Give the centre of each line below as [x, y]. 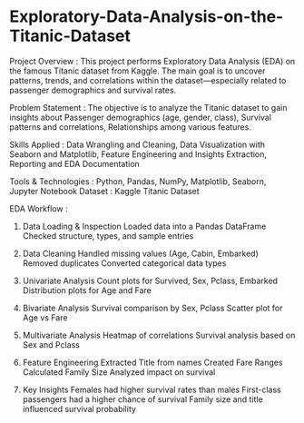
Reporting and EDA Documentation [75, 163]
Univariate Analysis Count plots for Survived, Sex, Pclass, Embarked [150, 280]
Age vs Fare [45, 317]
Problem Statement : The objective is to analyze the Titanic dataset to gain [148, 107]
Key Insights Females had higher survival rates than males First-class [152, 389]
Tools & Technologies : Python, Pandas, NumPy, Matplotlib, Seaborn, [138, 181]
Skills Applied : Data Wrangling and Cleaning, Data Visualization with [137, 144]
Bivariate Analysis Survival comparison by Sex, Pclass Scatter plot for [152, 308]
